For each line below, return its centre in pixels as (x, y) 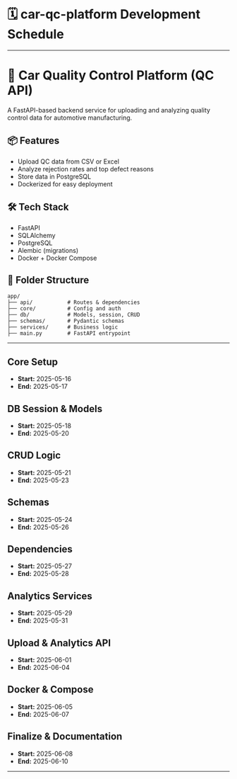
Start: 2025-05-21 (44, 472)
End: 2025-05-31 (43, 620)
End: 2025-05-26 (43, 527)
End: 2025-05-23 (43, 480)
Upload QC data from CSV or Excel (68, 161)
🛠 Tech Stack (38, 207)
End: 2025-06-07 (43, 714)
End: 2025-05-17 (43, 387)
